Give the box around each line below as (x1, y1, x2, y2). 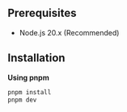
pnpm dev (7, 96, 37, 104)
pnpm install (7, 88, 52, 96)
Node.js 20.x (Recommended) (19, 27, 120, 37)
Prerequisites (7, 6, 77, 20)
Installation (7, 52, 66, 65)
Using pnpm (7, 73, 49, 82)
